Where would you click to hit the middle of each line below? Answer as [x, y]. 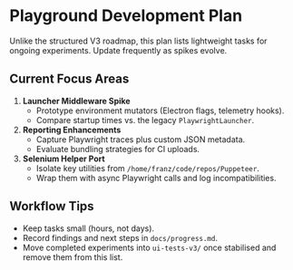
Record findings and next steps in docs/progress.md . [120, 237]
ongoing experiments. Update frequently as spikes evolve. [118, 50]
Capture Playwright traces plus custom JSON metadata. [141, 139]
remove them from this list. [73, 257]
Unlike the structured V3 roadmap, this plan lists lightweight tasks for [138, 41]
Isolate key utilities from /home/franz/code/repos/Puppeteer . [148, 168]
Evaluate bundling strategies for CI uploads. [118, 149]
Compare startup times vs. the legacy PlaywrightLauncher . [145, 120]
